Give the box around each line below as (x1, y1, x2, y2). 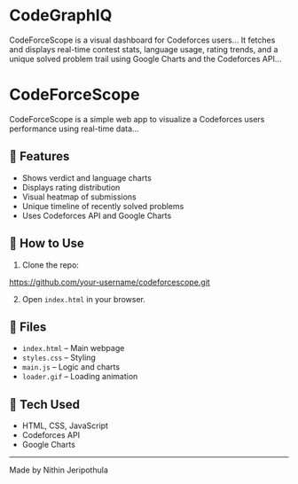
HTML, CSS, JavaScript (21, 420, 109, 431)
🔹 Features (9, 149, 70, 164)
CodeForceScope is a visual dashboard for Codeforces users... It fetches (9, 35, 276, 45)
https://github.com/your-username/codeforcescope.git (9, 277, 210, 287)
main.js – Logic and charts (21, 362, 121, 372)
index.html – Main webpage (21, 343, 125, 354)
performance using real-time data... (9, 123, 139, 134)
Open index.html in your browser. (21, 293, 146, 304)
